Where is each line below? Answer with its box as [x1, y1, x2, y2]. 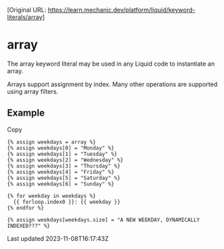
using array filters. [7, 87, 59, 95]
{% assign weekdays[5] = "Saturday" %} [7, 174, 121, 181]
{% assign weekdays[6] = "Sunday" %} [7, 181, 115, 187]
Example [7, 107, 45, 119]
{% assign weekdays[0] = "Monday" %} [7, 144, 115, 151]
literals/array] [7, 13, 45, 21]
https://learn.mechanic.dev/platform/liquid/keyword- [47, 6, 196, 14]
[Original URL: [7, 6, 46, 14]
